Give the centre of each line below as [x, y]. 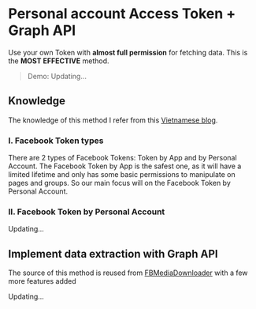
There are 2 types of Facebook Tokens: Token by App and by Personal [123, 158]
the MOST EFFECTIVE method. [59, 61]
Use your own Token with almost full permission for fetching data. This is [128, 52]
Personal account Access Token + [122, 14]
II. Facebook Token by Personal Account [87, 212]
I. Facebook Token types [56, 141]
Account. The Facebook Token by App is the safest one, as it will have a [125, 166]
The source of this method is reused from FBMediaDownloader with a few [128, 273]
